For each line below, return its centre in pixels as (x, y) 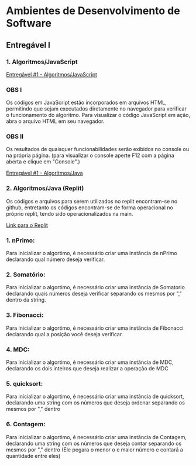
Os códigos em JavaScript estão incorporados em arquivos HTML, (86, 103)
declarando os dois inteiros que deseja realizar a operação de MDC (87, 368)
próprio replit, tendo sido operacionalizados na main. (70, 213)
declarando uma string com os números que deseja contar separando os (94, 443)
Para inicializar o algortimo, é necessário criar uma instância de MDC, (90, 362)
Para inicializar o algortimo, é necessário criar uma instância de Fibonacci (95, 328)
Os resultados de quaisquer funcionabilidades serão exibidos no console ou (97, 149)
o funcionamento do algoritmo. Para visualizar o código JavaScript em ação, (98, 115)
